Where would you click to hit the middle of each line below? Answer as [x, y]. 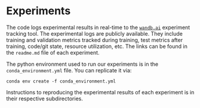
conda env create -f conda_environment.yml [61, 81]
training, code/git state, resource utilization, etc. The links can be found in [97, 46]
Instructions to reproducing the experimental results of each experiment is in [100, 92]
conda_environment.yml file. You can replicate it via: [69, 70]
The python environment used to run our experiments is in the [82, 64]
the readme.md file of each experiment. [53, 52]
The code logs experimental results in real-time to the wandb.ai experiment [98, 27]
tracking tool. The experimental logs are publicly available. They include [95, 33]
